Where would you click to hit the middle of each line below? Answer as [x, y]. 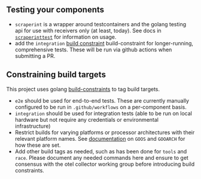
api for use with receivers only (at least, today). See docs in [88, 30]
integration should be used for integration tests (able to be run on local [103, 113]
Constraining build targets [56, 75]
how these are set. [38, 145]
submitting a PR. [35, 55]
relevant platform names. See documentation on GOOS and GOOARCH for [100, 138]
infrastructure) [33, 126]
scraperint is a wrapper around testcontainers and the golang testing [100, 24]
